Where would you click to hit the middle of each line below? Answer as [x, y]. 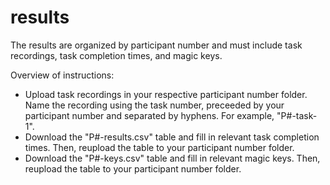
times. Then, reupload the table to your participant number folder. [159, 147]
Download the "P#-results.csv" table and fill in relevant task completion [172, 137]
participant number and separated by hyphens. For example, [149, 115]
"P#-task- [297, 115]
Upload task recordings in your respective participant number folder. [166, 94]
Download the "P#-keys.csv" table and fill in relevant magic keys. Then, [172, 158]
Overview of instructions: [62, 75]
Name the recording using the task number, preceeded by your [154, 105]
